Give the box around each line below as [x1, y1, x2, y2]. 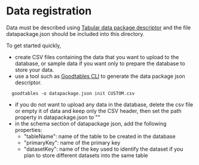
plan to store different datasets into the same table [23, 151, 148, 159]
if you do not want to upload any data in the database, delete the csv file [14, 100, 193, 108]
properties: [14, 126, 42, 133]
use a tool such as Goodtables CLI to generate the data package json [14, 72, 185, 80]
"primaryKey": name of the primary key [23, 139, 121, 146]
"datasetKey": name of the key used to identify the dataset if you [23, 145, 183, 152]
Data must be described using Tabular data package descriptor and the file [6, 24, 191, 31]
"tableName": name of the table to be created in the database [23, 133, 176, 140]
